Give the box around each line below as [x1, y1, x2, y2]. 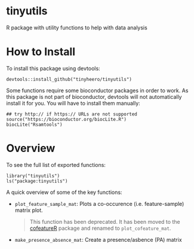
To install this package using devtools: [6, 65, 100, 72]
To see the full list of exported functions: [6, 161, 106, 168]
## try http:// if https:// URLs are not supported [6, 111, 137, 117]
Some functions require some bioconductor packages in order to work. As [6, 87, 189, 94]
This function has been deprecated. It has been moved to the [29, 218, 180, 225]
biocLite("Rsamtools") [6, 122, 63, 127]
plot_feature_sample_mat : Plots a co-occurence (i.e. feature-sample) [14, 200, 184, 207]
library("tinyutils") [6, 172, 60, 179]
